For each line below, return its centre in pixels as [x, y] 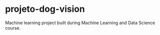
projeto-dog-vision [45, 9]
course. [13, 28]
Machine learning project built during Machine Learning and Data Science [80, 23]
